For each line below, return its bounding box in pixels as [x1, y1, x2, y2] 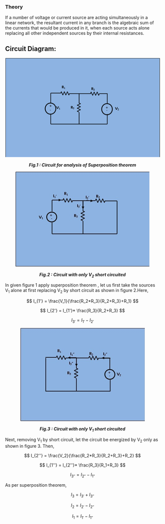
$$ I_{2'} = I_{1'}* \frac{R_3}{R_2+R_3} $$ [40, 308, 125, 314]
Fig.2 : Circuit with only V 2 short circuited [39, 271, 126, 279]
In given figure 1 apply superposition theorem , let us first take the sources [5, 282, 156, 288]
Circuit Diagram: [5, 44, 56, 53]
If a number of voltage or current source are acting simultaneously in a [5, 15, 148, 21]
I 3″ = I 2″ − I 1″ [70, 471, 95, 479]
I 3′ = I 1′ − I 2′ [71, 317, 94, 324]
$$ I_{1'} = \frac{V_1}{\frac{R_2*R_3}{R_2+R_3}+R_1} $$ [26, 298, 139, 304]
